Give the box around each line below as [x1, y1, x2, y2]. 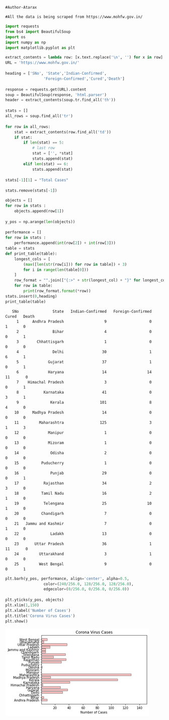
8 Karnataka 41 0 [16, 390, 152, 395]
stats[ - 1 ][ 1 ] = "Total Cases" [5, 177, 69, 182]
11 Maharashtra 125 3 [14, 420, 152, 425]
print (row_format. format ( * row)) [23, 289, 92, 294]
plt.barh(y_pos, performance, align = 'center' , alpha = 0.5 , [5, 576, 129, 581]
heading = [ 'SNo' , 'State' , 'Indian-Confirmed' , [5, 71, 107, 76]
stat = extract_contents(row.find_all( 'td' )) [14, 129, 112, 134]
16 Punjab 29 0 [14, 470, 152, 475]
